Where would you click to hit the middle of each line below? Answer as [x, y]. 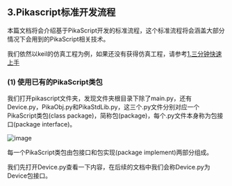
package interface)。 [46, 124]
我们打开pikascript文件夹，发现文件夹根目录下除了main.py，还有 [100, 98]
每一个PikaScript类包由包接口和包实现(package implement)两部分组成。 [110, 152]
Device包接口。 [30, 176]
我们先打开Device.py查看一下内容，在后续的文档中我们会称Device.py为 [109, 167]
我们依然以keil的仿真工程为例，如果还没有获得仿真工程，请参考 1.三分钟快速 [115, 53]
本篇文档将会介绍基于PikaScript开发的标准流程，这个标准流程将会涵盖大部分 [116, 30]
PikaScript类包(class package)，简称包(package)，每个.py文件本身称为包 [112, 115]
